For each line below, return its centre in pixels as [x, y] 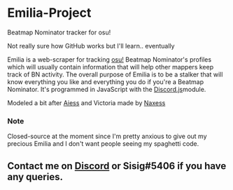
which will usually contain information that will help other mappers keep [111, 67]
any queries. [35, 177]
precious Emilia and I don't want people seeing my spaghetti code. [103, 144]
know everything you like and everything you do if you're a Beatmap [106, 81]
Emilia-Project [49, 13]
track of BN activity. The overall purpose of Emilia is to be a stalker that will [115, 74]
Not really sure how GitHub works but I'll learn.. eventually [91, 46]
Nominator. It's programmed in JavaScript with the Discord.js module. [107, 89]
